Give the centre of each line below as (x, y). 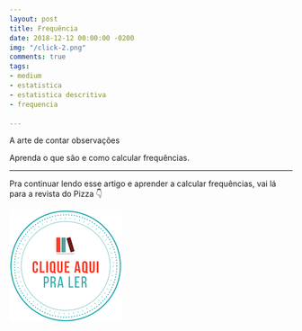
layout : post (34, 19)
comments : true (38, 57)
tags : (19, 67)
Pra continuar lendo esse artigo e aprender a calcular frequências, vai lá (143, 183)
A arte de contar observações (65, 140)
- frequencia (34, 104)
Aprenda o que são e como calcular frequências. (100, 158)
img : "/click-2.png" (48, 48)
